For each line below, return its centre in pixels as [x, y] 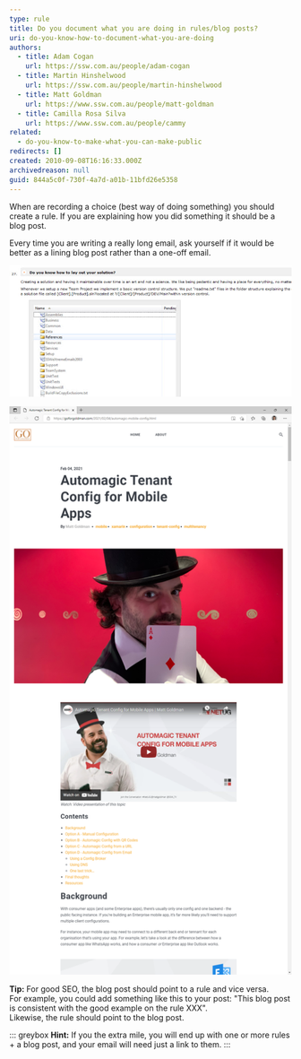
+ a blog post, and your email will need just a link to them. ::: [120, 1045]
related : [26, 133]
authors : [26, 48]
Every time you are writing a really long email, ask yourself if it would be [142, 243]
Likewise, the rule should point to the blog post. [97, 1018]
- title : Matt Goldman [60, 94]
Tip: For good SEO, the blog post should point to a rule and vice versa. [139, 989]
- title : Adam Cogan [56, 57]
